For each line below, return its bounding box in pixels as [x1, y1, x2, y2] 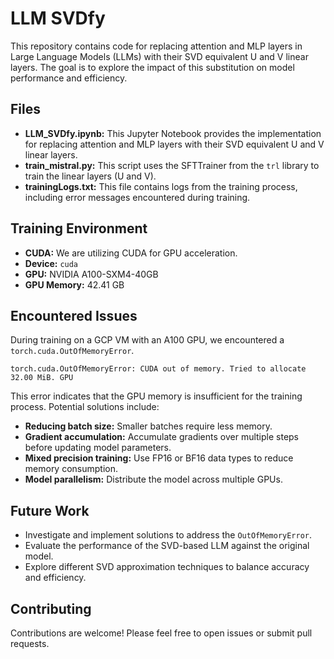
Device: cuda [24, 257, 79, 269]
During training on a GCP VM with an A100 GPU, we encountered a [10, 334, 285, 346]
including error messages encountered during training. [24, 191, 251, 203]
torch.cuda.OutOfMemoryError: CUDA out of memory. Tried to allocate [10, 364, 307, 374]
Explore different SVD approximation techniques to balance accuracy [24, 561, 310, 573]
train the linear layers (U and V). [24, 170, 157, 182]
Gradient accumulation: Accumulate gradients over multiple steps [24, 431, 300, 443]
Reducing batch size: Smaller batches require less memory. [24, 420, 273, 432]
